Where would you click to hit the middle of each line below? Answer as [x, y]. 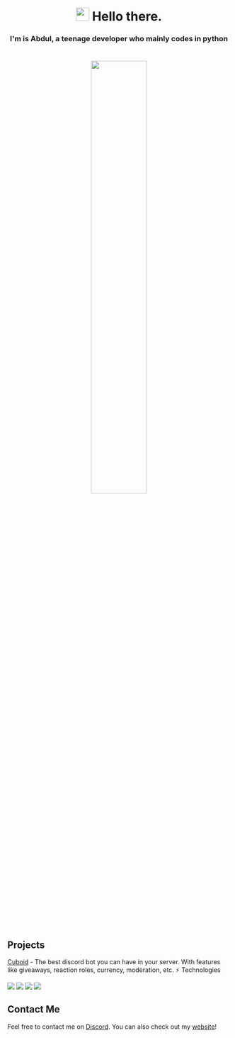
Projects [26, 945]
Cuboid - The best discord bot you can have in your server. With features [114, 961]
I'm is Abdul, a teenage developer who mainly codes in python [119, 39]
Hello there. [127, 17]
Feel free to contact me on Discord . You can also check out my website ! [112, 1027]
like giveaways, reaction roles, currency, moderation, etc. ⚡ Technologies [114, 970]
